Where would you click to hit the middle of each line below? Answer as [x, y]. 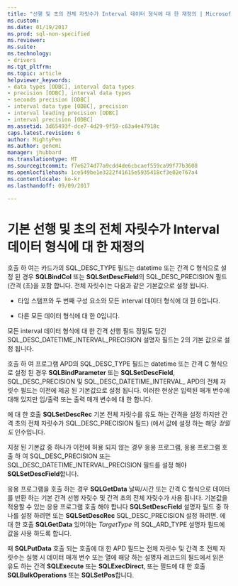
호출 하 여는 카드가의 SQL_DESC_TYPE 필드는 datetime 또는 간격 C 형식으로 [113, 268]
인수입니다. [30, 432]
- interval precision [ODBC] [50, 119]
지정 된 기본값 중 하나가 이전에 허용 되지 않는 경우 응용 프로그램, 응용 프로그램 [114, 447]
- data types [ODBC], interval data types [71, 87]
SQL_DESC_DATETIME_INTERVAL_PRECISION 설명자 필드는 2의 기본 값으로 [115, 340]
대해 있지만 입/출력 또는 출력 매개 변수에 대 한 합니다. [80, 399]
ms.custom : [23, 21]
